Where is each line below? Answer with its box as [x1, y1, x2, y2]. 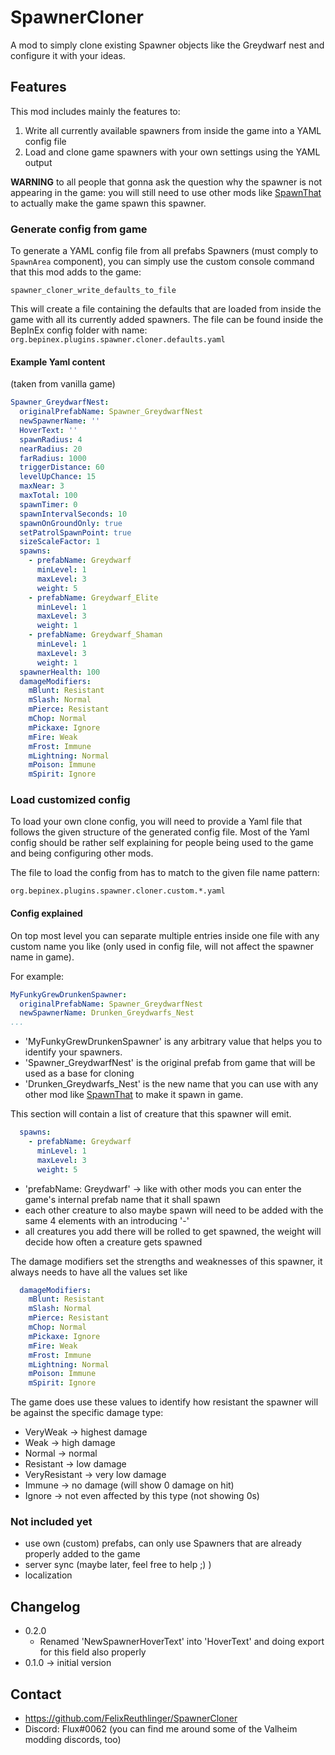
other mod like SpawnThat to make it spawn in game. [24, 1089, 244, 1101]
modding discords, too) [24, 1734, 122, 1746]
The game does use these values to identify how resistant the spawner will [10, 1396, 319, 1408]
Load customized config [10, 793, 131, 807]
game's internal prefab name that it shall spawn [24, 1193, 221, 1205]
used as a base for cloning [24, 1067, 135, 1080]
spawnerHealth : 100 [19, 667, 101, 677]
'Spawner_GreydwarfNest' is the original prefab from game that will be [24, 1057, 316, 1069]
